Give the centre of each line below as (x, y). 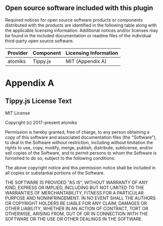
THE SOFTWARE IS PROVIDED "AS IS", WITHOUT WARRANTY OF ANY (77, 182)
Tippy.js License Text (39, 101)
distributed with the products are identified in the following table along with (81, 25)
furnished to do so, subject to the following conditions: (60, 158)
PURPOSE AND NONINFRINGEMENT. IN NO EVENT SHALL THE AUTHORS (81, 198)
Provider (18, 53)
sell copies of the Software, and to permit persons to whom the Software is (81, 153)
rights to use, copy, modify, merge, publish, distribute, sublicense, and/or (79, 147)
